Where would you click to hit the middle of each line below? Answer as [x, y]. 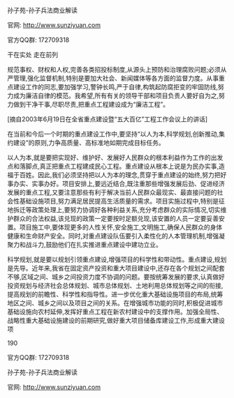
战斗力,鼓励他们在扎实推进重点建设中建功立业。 [94, 245]
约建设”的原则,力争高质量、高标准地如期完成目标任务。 [86, 143]
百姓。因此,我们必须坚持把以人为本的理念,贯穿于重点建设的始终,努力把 [120, 175]
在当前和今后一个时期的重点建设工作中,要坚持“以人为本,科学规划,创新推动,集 [116, 134]
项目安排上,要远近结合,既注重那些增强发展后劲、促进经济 [144, 184]
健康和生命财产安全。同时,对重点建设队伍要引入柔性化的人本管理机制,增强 [113, 236]
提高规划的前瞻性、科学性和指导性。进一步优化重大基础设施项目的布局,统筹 [115, 294]
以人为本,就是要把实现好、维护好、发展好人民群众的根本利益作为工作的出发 [115, 158]
